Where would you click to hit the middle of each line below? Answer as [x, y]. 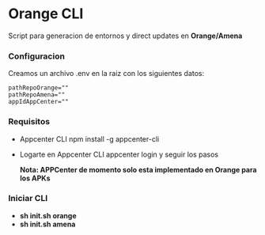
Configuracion [37, 56]
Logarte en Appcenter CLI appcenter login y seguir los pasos [119, 154]
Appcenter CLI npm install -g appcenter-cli [89, 138]
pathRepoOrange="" [38, 88]
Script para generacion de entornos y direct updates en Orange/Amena [125, 36]
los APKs [35, 178]
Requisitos [29, 122]
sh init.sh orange [48, 215]
